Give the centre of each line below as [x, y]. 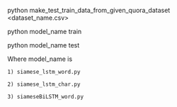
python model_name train [45, 32]
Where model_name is [40, 59]
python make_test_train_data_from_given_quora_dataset [89, 10]
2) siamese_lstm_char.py [44, 84]
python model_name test [44, 45]
